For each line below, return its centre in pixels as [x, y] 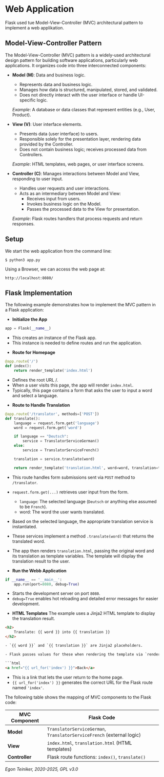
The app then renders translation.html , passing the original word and [83, 551]
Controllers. [31, 154]
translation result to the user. [41, 561]
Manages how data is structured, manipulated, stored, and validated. [88, 90]
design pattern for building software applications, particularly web [72, 60]
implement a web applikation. [35, 27]
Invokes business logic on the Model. [64, 204]
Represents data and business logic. [56, 84]
